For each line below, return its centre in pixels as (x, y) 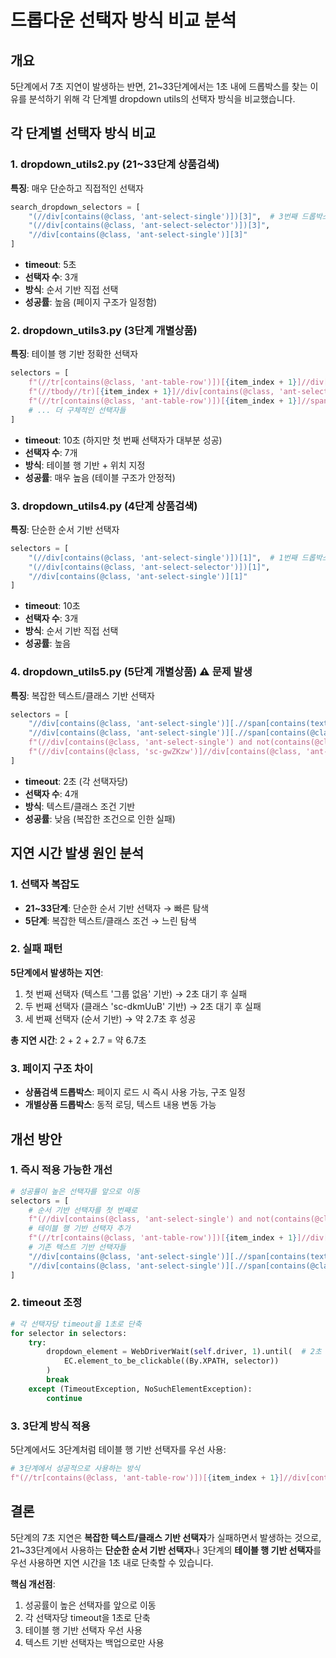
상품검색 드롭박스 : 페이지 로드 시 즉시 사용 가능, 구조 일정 (135, 1092)
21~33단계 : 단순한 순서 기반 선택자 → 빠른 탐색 (117, 908)
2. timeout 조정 (46, 1303)
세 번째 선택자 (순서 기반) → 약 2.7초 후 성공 (110, 1018)
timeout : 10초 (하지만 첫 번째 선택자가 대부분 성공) (123, 440)
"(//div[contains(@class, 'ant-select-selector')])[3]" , (149, 226)
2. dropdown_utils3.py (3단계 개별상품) (104, 330)
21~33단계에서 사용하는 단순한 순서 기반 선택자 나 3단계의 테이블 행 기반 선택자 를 (166, 1550)
